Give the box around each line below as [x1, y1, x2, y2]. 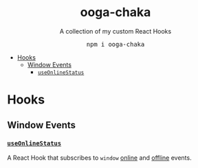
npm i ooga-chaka [86, 40, 145, 48]
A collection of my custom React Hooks [59, 27, 172, 35]
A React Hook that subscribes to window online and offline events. [7, 154, 192, 162]
